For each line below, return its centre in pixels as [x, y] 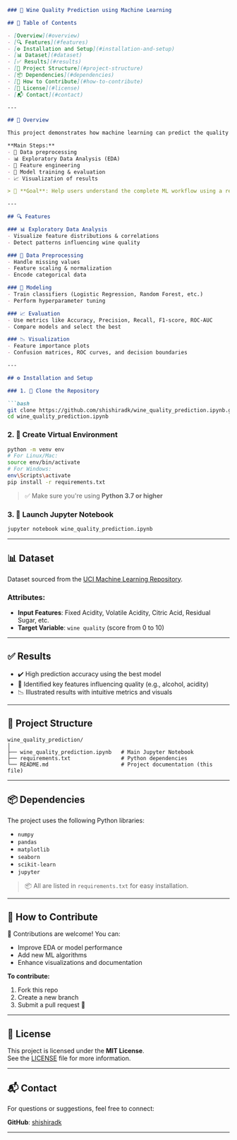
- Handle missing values [44, 262]
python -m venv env [36, 449]
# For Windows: [30, 469]
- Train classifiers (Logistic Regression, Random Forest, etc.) [105, 294]
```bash [19, 403]
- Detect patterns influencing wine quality [74, 242]
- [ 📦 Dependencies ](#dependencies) [61, 75]
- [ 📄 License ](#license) [44, 88]
